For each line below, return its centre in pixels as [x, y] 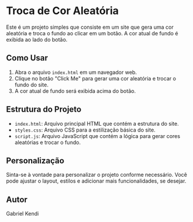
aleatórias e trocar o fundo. [48, 142]
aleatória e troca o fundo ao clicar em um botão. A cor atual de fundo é [92, 33]
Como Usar [27, 58]
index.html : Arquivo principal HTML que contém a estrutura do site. [97, 123]
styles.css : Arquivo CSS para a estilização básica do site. [85, 130]
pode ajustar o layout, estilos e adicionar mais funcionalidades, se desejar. [96, 181]
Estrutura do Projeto [44, 110]
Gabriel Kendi [23, 214]
